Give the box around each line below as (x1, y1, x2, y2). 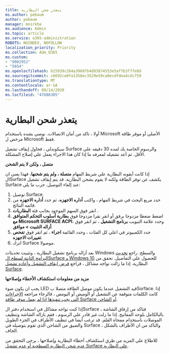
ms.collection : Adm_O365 (5, 50, 58, 55)
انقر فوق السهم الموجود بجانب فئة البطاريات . (12, 208, 99, 214)
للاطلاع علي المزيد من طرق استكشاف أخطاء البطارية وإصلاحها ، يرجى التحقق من (5, 337, 158, 343)
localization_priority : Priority (5, 45, 76, 50)
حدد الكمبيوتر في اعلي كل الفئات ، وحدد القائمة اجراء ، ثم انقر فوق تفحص (12, 229, 151, 235)
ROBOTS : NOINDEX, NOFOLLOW (5, 41, 62, 46)
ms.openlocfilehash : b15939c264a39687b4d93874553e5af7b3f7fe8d (5, 69, 142, 74)
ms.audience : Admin (5, 26, 47, 31)
